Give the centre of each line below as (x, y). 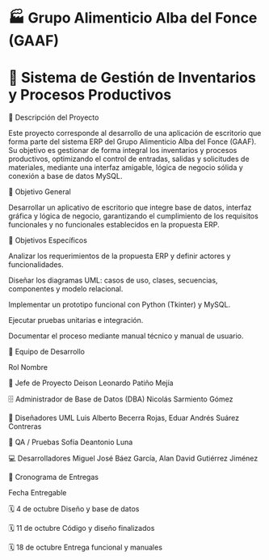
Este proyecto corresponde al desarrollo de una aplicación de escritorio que (135, 134)
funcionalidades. (36, 265)
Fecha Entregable (38, 493)
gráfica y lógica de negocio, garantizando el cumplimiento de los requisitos (133, 216)
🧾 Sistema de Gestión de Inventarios (132, 78)
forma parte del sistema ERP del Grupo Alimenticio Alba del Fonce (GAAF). (132, 142)
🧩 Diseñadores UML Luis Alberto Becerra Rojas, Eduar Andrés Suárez (124, 418)
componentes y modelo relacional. (66, 289)
